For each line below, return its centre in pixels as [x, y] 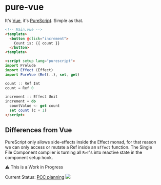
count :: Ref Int [23, 83]
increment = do [20, 102]
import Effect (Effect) [29, 70]
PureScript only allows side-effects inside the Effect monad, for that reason [81, 142]
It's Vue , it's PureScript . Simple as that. [44, 21]
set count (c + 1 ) [28, 111]
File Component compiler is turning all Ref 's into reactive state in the [74, 152]
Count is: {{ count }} [37, 43]
